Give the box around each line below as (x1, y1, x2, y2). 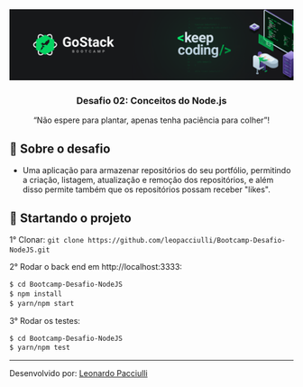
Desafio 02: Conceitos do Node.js (76, 94, 227, 106)
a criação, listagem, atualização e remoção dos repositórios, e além (22, 175, 274, 186)
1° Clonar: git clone (9, 234, 84, 244)
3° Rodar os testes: (9, 315, 81, 326)
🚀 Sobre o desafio (9, 141, 111, 156)
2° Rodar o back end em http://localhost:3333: (9, 261, 183, 272)
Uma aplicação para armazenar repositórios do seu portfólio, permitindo (22, 165, 291, 176)
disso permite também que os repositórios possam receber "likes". (22, 184, 271, 195)
